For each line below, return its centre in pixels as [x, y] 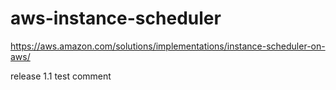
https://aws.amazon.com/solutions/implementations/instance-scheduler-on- [168, 46]
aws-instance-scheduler [116, 18]
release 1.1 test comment [61, 76]
